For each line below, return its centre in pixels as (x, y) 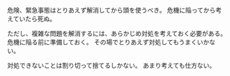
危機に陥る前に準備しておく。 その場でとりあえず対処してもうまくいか (108, 42)
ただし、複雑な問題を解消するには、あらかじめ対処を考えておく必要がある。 (117, 34)
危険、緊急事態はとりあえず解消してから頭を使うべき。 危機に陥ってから (112, 10)
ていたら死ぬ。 (34, 19)
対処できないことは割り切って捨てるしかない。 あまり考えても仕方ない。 (112, 65)
